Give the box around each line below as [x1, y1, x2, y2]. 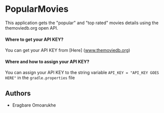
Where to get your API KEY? [5, 36, 64, 42]
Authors [5, 89, 31, 97]
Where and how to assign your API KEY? [5, 58, 90, 65]
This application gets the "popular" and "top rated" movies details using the [5, 20, 159, 26]
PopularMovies [5, 3, 69, 15]
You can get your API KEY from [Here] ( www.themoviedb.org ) [5, 47, 131, 53]
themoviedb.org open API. [5, 25, 58, 31]
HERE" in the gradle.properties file [5, 75, 75, 81]
